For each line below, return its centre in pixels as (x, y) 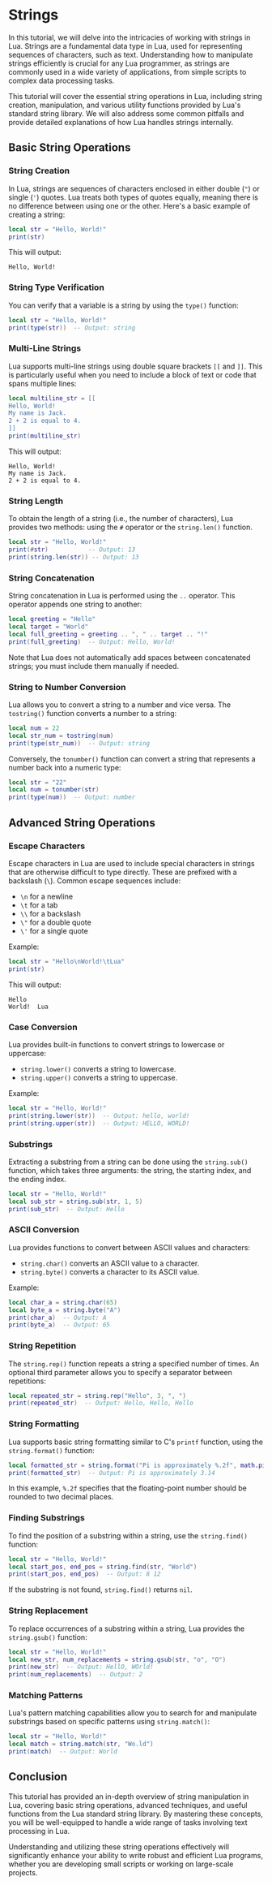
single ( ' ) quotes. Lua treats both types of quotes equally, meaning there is (134, 197)
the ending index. (37, 1179)
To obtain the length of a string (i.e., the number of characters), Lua (121, 519)
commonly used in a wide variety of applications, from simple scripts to (127, 71)
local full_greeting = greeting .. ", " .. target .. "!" (108, 634)
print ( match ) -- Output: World (63, 1752)
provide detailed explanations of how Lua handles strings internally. (121, 122)
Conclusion (38, 1777)
